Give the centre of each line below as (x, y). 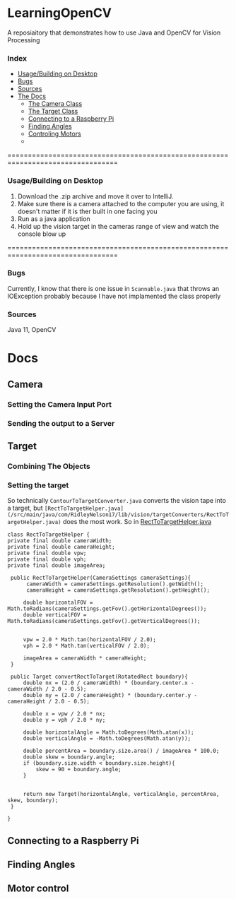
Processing (24, 40)
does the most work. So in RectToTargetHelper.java (137, 522)
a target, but (25, 508)
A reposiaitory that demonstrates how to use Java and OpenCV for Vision (114, 32)
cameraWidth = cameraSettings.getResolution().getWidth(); (114, 584)
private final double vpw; (47, 553)
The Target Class (53, 112)
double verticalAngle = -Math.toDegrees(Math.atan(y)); (107, 739)
